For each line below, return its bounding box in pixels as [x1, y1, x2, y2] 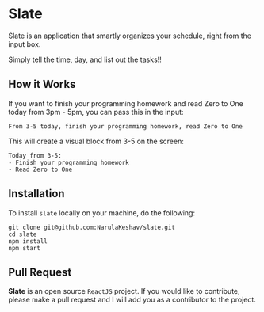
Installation [8, 187, 65, 200]
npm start [8, 244, 41, 252]
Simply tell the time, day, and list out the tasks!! [8, 55, 163, 64]
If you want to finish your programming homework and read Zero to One [8, 98, 243, 108]
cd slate [8, 230, 37, 238]
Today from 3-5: [8, 151, 62, 159]
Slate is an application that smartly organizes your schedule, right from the [8, 31, 252, 40]
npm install [8, 237, 48, 245]
